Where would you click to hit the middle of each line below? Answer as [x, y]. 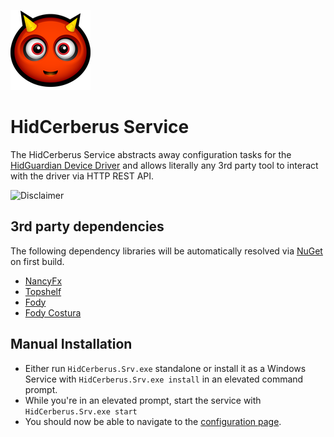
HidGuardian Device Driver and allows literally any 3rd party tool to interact [164, 165]
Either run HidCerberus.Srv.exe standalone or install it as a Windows [165, 368]
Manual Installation [71, 344]
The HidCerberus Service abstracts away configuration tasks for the [151, 154]
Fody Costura [53, 312]
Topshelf [43, 291]
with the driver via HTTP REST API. [82, 176]
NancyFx [43, 281]
